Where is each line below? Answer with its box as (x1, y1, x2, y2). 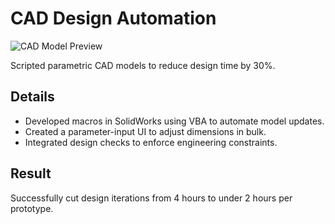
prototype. (10, 202, 54, 214)
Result (10, 165, 52, 182)
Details (10, 88, 55, 106)
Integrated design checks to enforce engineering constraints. (24, 136, 278, 148)
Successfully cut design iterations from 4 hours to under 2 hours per (10, 192, 293, 204)
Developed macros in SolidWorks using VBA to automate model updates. (24, 115, 325, 127)
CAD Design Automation (10, 7, 217, 30)
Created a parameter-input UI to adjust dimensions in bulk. (24, 125, 267, 137)
